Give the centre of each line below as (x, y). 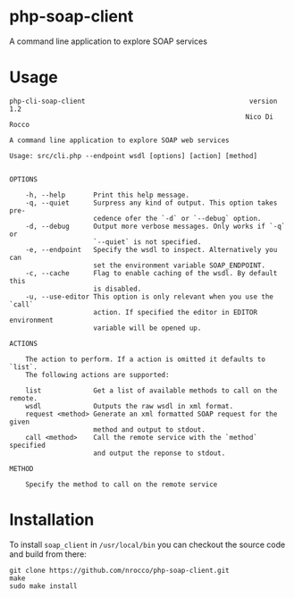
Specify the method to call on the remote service (122, 484)
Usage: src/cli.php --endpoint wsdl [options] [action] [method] (133, 156)
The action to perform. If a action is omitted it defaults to (146, 359)
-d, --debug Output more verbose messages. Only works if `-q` (155, 226)
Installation (52, 520)
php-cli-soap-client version (143, 101)
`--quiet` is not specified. (147, 242)
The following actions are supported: (97, 375)
